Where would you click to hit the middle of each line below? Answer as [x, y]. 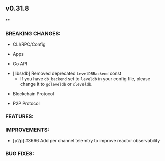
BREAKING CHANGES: [33, 33]
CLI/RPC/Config [29, 44]
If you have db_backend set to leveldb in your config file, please [85, 79]
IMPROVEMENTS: [27, 130]
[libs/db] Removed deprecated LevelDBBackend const [67, 73]
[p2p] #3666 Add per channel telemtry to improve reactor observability [86, 141]
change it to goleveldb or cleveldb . [56, 84]
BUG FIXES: [20, 154]
